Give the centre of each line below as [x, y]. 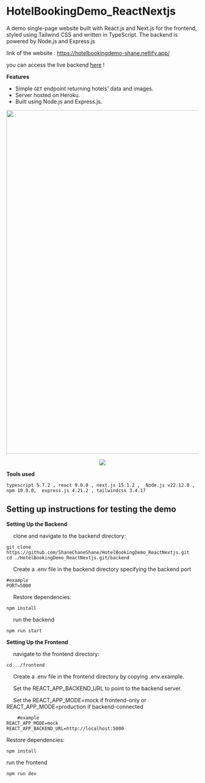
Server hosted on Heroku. [48, 95]
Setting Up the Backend [37, 524]
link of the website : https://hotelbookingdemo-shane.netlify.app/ [88, 53]
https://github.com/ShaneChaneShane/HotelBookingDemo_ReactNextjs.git [98, 552]
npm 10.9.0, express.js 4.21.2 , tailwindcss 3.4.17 [76, 490]
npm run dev [21, 774]
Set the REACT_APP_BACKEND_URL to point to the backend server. [97, 688]
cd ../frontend [26, 665]
